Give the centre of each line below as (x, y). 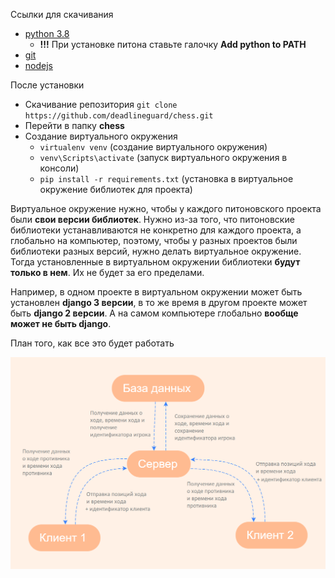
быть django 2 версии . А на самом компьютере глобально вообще (154, 313)
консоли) (59, 168)
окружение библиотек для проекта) (116, 189)
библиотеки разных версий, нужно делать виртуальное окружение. (156, 251)
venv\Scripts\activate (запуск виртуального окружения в (163, 157)
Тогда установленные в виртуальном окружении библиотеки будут (155, 262)
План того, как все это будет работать (92, 343)
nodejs (38, 65)
